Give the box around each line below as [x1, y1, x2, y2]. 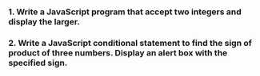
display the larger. [8, 16, 80, 27]
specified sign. [8, 57, 68, 68]
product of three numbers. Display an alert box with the [8, 47, 228, 58]
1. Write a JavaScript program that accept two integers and [8, 6, 242, 17]
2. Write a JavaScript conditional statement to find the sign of [8, 37, 252, 48]
